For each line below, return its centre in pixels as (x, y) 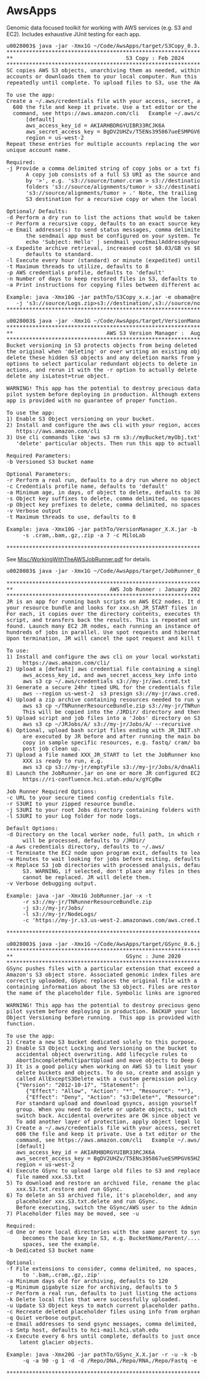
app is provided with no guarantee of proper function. (92, 400)
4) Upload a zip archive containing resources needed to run (100, 699)
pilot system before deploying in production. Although (92, 394)
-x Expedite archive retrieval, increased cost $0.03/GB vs (99, 248)
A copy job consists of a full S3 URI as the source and (113, 174)
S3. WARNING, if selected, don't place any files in (103, 871)
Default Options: (32, 828)
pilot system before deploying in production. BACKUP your (97, 1011)
